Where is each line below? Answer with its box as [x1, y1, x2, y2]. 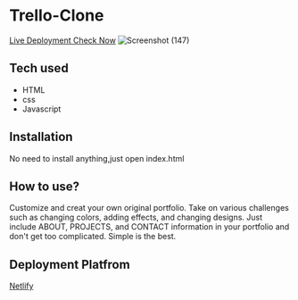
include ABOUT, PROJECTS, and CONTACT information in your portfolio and [9, 221, 290, 232]
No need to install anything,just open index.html [9, 153, 185, 163]
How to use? [9, 179, 80, 194]
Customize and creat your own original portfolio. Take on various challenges [9, 203, 290, 213]
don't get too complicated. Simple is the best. [9, 231, 177, 242]
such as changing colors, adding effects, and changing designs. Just [9, 212, 263, 223]
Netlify [9, 280, 34, 291]
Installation [9, 129, 73, 145]
